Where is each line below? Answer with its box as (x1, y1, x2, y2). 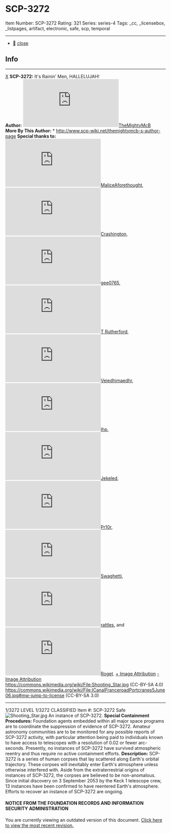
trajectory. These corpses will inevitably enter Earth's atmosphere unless (5, 761, 158, 767)
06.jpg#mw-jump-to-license (5, 692, 65, 698)
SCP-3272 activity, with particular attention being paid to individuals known (5, 734, 163, 740)
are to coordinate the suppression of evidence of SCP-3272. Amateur (5, 723, 151, 729)
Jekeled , (101, 475, 119, 481)
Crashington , (101, 230, 128, 237)
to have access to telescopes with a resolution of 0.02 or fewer (5, 739, 137, 746)
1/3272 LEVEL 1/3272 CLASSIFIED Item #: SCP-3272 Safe (5, 707, 126, 713)
